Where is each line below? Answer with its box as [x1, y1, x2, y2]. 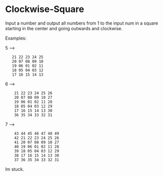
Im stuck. [5, 166, 24, 172]
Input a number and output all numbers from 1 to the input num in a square [5, 20, 158, 26]
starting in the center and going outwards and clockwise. [5, 25, 123, 31]
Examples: [5, 35, 26, 41]
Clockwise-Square [5, 4, 84, 15]
